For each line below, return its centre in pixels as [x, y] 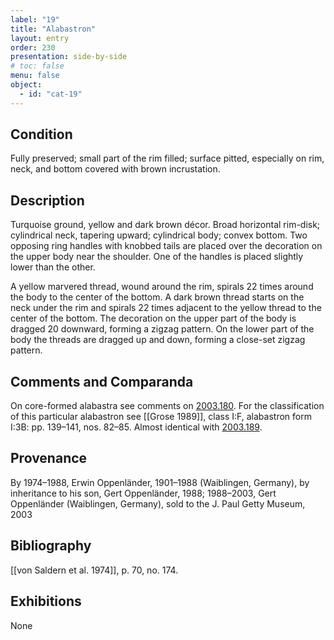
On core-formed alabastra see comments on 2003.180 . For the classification [167, 406]
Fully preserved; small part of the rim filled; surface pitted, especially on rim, [167, 158]
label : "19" [35, 19]
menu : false [35, 76]
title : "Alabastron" [53, 29]
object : [26, 85]
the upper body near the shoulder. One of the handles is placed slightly [157, 257]
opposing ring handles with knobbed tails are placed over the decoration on [166, 246]
